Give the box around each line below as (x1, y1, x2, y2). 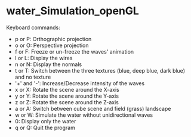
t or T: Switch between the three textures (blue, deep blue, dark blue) (14, 67, 185, 74)
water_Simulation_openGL (6, 4, 139, 18)
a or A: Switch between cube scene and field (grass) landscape (14, 105, 171, 112)
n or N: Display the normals (14, 61, 82, 68)
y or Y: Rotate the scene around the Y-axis (14, 92, 119, 99)
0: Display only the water (14, 117, 76, 124)
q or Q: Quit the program (14, 124, 76, 131)
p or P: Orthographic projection (14, 35, 92, 42)
